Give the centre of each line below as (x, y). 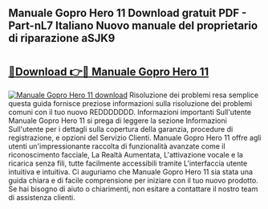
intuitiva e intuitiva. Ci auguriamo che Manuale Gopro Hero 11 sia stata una (131, 172)
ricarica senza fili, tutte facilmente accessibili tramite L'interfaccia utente (128, 163)
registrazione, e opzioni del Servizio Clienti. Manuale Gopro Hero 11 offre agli (135, 137)
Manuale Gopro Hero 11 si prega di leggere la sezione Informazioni (118, 121)
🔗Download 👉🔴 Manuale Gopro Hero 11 (109, 72)
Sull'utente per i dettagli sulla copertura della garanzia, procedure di (121, 129)
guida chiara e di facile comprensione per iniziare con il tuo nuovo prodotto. (133, 180)
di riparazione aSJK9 (62, 38)
